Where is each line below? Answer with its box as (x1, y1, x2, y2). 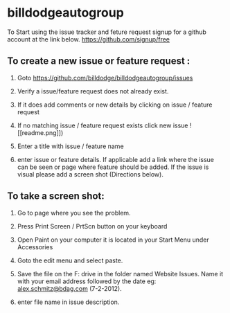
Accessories (17, 242, 53, 251)
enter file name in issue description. (17, 298, 120, 306)
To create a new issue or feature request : (7, 55, 191, 67)
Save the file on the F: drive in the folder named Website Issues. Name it (17, 269, 224, 278)
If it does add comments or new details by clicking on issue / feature (17, 100, 213, 109)
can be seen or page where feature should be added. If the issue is (17, 163, 209, 171)
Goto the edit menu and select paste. (17, 256, 123, 265)
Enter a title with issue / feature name (17, 142, 124, 150)
